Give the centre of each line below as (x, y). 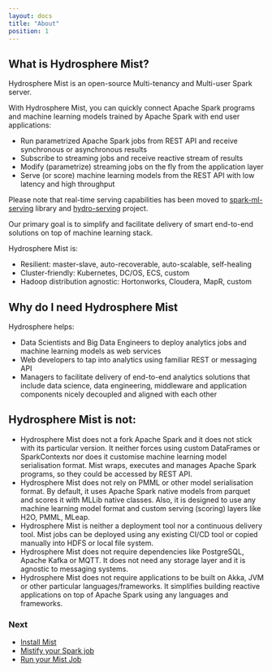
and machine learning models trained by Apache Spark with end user (124, 117)
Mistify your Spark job (57, 651)
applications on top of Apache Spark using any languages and (124, 595)
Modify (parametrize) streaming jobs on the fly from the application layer (142, 167)
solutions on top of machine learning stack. (81, 233)
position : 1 (28, 31)
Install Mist (38, 642)
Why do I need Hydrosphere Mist (93, 307)
